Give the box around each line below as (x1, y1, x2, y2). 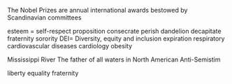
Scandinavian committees (7, 13, 82, 22)
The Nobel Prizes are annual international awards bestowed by (7, 6, 188, 14)
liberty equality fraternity (7, 69, 79, 77)
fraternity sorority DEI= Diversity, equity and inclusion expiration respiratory (7, 34, 225, 43)
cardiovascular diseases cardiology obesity (7, 42, 133, 50)
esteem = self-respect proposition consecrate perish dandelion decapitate (7, 27, 222, 35)
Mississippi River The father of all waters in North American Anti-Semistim (7, 55, 221, 64)
